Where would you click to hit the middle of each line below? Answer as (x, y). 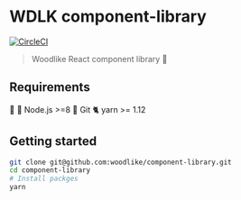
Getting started (53, 141)
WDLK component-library (108, 17)
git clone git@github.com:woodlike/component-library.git (120, 162)
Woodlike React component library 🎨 (99, 59)
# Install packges (44, 179)
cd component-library (50, 170)
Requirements (50, 87)
